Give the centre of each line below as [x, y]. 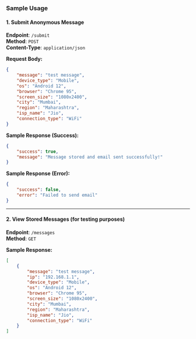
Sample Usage [27, 8]
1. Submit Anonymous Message [45, 22]
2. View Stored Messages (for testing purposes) [66, 219]
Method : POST [22, 42]
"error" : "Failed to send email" [57, 195]
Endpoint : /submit [28, 35]
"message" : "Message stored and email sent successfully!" [90, 157]
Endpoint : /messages [31, 232]
